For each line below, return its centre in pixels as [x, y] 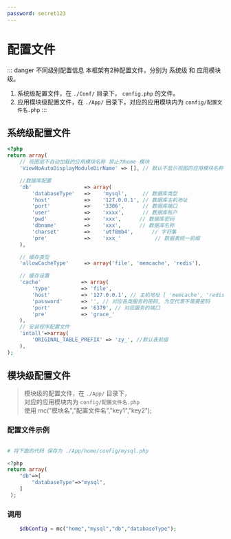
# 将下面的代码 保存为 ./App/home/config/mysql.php [78, 451]
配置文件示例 [29, 430]
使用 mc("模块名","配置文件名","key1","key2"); [88, 410]
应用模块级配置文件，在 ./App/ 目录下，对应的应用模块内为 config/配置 [117, 102]
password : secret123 [37, 13]
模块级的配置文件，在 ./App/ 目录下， [77, 393]
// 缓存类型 [34, 257]
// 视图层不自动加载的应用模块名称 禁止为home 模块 [85, 162]
